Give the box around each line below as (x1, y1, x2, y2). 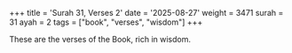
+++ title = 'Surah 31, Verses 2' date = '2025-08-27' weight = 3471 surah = (9, 8, 284, 18)
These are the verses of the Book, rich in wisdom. (9, 34, 192, 44)
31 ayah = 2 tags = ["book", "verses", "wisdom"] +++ (9, 17, 203, 27)
